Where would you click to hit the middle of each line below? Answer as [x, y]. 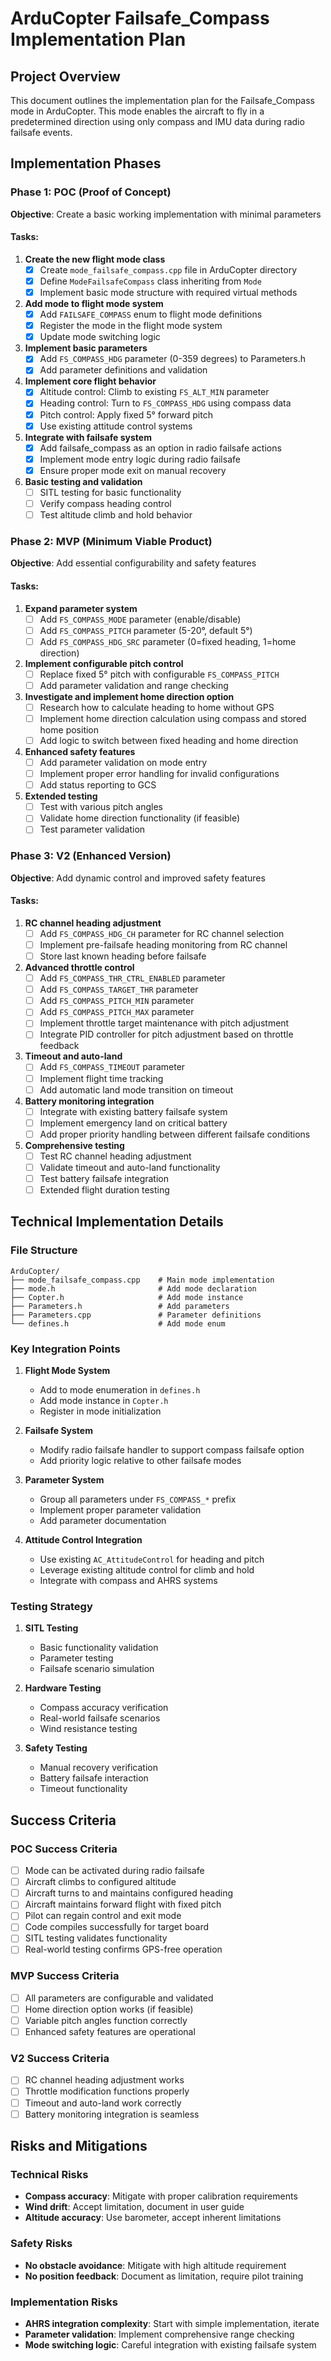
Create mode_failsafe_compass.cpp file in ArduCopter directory [168, 269]
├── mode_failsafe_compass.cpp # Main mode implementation [142, 1280]
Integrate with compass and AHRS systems [128, 1581]
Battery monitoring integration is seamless [112, 2114]
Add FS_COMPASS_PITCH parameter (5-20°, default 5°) [146, 630]
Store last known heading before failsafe [123, 956]
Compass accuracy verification [104, 1708]
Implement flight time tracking [101, 1078]
